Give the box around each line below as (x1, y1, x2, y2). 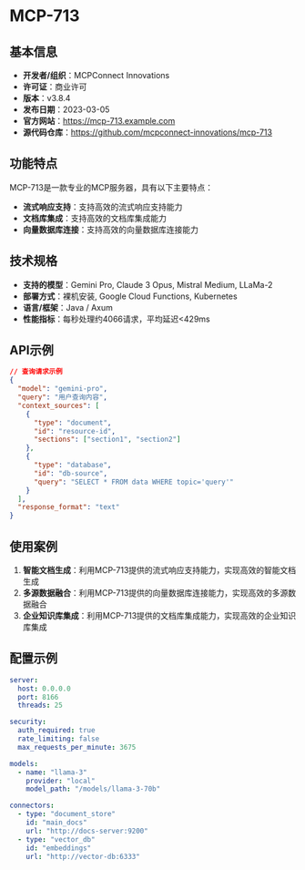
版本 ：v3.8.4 (22, 93, 71, 103)
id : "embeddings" (25, 844, 92, 853)
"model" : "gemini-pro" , (17, 384, 107, 394)
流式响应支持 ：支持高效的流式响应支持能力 (22, 201, 183, 212)
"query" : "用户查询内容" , (17, 393, 107, 402)
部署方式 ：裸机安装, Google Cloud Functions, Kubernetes (22, 291, 239, 302)
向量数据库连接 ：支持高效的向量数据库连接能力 (22, 224, 198, 235)
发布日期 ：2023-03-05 (22, 104, 110, 115)
